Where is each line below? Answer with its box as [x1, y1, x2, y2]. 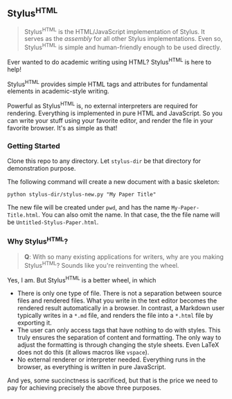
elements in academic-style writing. [7, 87, 109, 96]
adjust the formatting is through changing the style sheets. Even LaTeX [17, 341, 220, 349]
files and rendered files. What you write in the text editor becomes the [17, 296, 217, 305]
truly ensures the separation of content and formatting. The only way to [17, 333, 222, 342]
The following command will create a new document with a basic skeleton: [7, 178, 220, 186]
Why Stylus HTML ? [7, 235, 69, 246]
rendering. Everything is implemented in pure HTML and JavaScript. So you [7, 109, 223, 117]
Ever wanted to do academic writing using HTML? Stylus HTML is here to [7, 57, 212, 66]
